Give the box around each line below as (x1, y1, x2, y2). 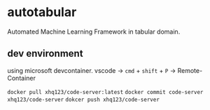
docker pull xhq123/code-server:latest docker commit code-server (7, 88, 204, 95)
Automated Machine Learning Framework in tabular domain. (7, 27, 181, 36)
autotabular (7, 4, 77, 20)
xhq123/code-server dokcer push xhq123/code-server (7, 96, 160, 103)
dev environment (7, 48, 83, 60)
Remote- (177, 66, 203, 74)
